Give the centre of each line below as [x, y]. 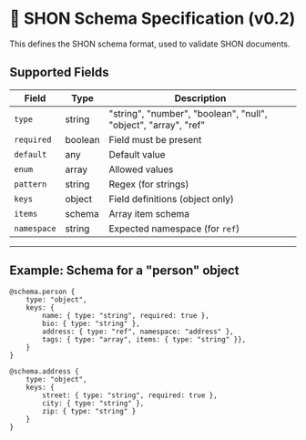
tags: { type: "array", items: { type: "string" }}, [144, 339]
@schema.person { [42, 292]
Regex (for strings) [149, 184]
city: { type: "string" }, [93, 403]
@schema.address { [44, 371]
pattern [31, 184]
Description [200, 97]
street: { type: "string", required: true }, [130, 395]
